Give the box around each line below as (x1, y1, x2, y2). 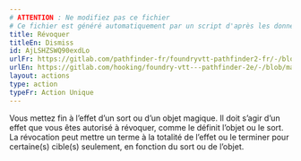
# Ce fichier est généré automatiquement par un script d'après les (9, 21, 271, 30)
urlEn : (9, 64, 34, 72)
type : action (9, 80, 58, 89)
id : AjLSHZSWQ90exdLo (9, 47, 90, 55)
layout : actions (9, 72, 70, 80)
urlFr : (9, 55, 34, 64)
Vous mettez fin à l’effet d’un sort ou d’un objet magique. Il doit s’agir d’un (9, 113, 280, 123)
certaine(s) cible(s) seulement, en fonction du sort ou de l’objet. (9, 140, 245, 152)
